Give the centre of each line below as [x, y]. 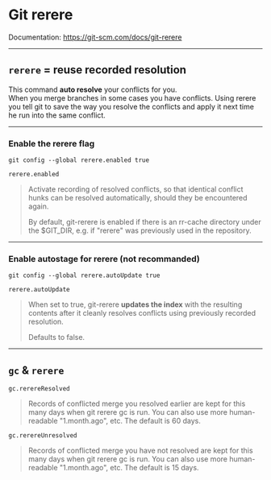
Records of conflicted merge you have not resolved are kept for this [140, 451]
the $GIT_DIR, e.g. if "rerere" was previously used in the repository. [140, 230]
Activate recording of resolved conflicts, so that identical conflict [135, 189]
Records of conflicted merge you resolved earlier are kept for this [137, 403]
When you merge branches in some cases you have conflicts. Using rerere [132, 97]
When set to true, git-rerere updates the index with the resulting [135, 304]
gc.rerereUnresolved [43, 436]
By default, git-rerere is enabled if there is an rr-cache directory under [144, 222]
